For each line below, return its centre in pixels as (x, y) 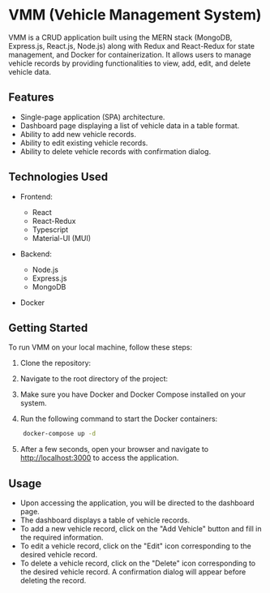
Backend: (36, 254)
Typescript (50, 230)
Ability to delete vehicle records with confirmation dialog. (116, 151)
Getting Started (48, 327)
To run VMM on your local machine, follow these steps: (101, 347)
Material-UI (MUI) (62, 238)
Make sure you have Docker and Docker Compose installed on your (133, 394)
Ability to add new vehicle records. (78, 134)
